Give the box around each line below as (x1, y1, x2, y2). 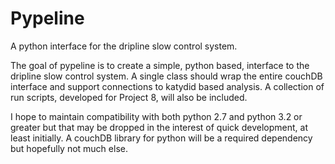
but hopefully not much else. (10, 142, 128, 154)
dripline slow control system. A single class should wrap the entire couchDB (10, 70, 323, 82)
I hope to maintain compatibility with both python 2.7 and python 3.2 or (10, 110, 303, 122)
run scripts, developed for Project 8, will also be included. (10, 91, 248, 103)
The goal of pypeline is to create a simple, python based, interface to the (10, 59, 310, 71)
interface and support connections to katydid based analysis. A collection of (10, 80, 325, 92)
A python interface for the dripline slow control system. (10, 40, 238, 52)
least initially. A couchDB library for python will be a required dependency (10, 132, 313, 144)
